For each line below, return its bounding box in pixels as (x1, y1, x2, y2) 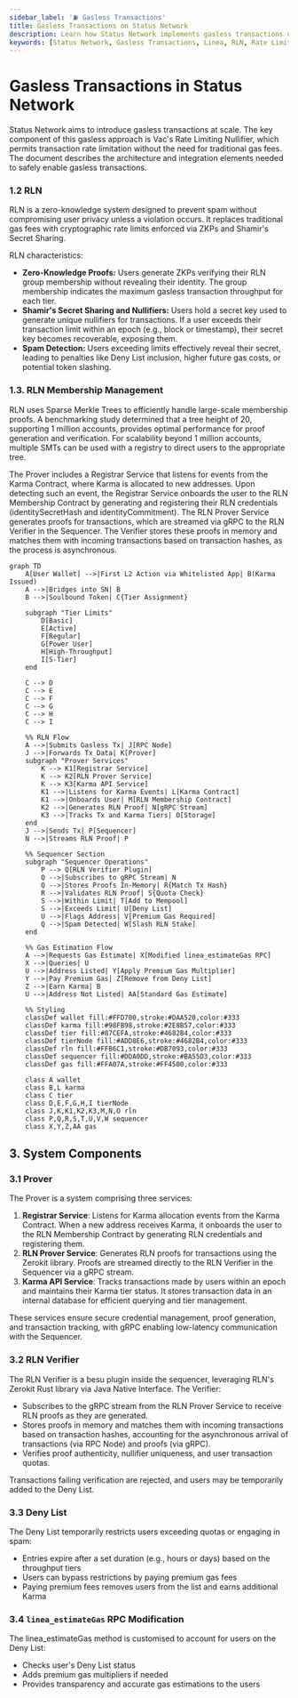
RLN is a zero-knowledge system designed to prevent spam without (9, 205, 257, 215)
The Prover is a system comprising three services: (9, 1193, 193, 1203)
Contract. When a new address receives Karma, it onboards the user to (21, 1219, 282, 1230)
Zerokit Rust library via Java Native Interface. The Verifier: (9, 1383, 222, 1394)
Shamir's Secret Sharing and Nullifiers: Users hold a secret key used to (21, 305, 287, 316)
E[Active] (41, 624, 77, 632)
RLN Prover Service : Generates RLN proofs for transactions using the (21, 1248, 277, 1259)
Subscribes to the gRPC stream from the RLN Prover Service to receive (21, 1400, 282, 1411)
